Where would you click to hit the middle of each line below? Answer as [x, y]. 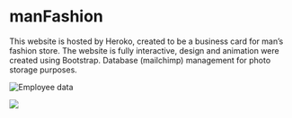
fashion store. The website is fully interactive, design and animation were [145, 50]
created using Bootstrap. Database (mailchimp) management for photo [140, 60]
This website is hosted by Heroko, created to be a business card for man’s [146, 41]
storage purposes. [44, 70]
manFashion [56, 17]
